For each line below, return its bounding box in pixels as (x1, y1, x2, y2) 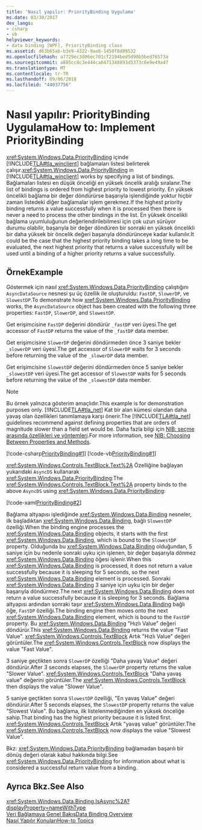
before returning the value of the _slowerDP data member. (6, 352, 149, 359)
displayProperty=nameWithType (6, 804, 86, 811)
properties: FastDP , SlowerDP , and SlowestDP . (6, 309, 116, 316)
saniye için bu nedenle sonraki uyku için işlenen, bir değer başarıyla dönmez (6, 549, 196, 556)
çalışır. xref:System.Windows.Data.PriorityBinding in (6, 166, 134, 173)
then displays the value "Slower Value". (6, 683, 104, 690)
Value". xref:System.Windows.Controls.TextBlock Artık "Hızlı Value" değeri (6, 632, 191, 640)
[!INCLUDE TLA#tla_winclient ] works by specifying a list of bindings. (6, 173, 175, 180)
